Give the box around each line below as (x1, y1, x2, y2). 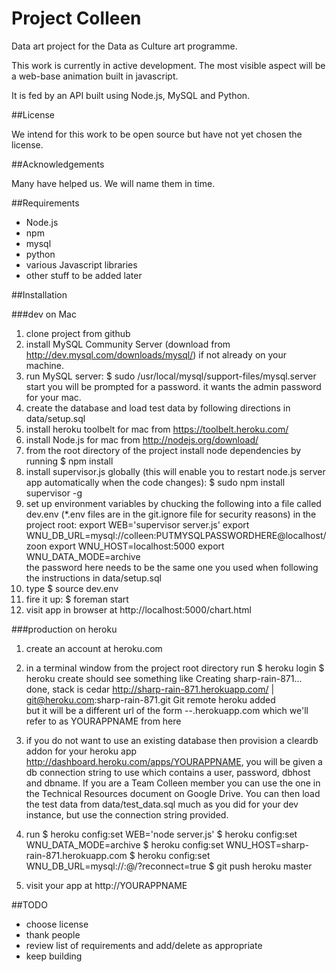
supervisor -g (25, 487, 83, 499)
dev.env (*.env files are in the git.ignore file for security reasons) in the (25, 508, 317, 520)
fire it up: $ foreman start (25, 593, 129, 605)
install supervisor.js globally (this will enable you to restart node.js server (25, 465, 326, 477)
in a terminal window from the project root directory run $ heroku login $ (25, 662, 325, 674)
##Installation (11, 288, 68, 301)
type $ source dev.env (25, 582, 119, 594)
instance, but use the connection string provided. (25, 808, 229, 821)
